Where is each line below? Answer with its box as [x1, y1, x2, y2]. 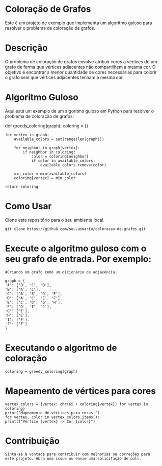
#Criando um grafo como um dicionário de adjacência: [5, 270, 118, 274]
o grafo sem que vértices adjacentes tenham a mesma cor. [5, 74, 124, 80]
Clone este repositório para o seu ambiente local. [5, 217, 105, 223]
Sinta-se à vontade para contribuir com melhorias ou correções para [5, 452, 151, 457]
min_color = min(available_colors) [14, 171, 87, 176]
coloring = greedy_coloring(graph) [5, 369, 78, 374]
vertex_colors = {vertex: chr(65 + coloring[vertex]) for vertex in [5, 401, 148, 407]
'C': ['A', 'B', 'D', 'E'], [5, 291, 63, 296]
